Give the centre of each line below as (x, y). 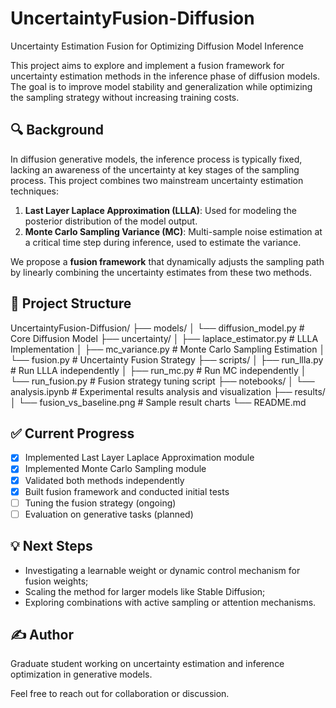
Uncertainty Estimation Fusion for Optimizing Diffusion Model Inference (157, 46)
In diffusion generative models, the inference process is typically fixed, (156, 159)
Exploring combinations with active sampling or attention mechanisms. (170, 602)
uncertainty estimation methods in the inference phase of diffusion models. (165, 76)
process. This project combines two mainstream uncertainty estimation (157, 180)
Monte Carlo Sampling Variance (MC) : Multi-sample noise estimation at (173, 231)
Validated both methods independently (104, 480)
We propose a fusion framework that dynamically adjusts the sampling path (167, 261)
